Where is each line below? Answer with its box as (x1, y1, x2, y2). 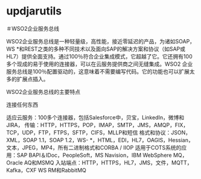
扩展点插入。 (16, 75, 49, 83)
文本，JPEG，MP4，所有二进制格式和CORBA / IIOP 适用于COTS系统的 (6, 143, 182, 151)
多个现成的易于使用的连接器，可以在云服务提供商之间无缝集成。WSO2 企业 (6, 60, 193, 68)
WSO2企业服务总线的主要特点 (6, 88, 81, 95)
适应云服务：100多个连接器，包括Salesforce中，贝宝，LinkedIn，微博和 (6, 113, 185, 121)
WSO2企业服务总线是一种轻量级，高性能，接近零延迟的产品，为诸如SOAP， (6, 37, 195, 45)
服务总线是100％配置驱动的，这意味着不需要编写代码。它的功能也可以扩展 (6, 68, 190, 75)
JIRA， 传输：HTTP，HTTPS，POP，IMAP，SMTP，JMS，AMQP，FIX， (6, 121, 189, 128)
